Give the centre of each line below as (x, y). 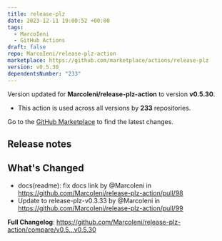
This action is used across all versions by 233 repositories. (104, 108)
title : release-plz (36, 14)
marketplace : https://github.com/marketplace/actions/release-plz (108, 61)
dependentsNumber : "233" (44, 73)
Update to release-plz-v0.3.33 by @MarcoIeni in (89, 200)
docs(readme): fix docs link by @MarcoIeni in (85, 185)
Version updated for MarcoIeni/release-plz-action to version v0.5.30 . (111, 94)
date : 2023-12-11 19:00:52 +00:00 (59, 21)
